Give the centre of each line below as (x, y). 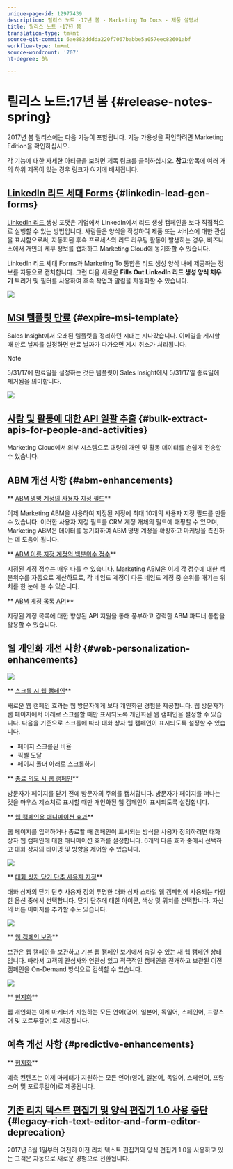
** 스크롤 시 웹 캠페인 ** (39, 691)
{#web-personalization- (137, 649)
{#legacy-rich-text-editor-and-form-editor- (104, 1121)
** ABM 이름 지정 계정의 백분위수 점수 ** (62, 554)
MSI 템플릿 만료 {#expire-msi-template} (93, 317)
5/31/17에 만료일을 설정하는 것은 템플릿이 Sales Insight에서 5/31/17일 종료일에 (113, 372)
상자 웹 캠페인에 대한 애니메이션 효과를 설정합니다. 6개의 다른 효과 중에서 (105, 840)
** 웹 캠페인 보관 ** (33, 936)
